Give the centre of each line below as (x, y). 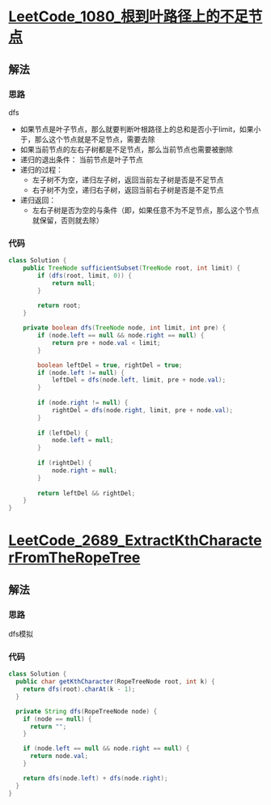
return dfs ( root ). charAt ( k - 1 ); (79, 689)
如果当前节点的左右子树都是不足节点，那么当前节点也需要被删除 (126, 149)
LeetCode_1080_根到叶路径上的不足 (129, 17)
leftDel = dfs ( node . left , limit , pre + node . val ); (139, 380)
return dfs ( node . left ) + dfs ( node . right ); (95, 778)
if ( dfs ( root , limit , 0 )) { (85, 275)
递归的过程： (41, 169)
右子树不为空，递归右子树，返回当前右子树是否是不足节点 (128, 190)
